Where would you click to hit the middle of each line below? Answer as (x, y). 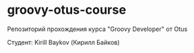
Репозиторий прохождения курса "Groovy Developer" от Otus (97, 29)
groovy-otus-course (67, 10)
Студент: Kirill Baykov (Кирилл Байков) (64, 42)
